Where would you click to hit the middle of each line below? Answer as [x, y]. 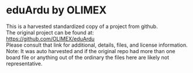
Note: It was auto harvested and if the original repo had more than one [91, 51]
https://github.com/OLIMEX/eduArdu [50, 39]
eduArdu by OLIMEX [56, 10]
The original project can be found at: [50, 32]
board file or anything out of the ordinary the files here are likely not [88, 57]
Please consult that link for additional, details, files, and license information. [97, 45]
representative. [24, 63]
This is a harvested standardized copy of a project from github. [82, 26]
